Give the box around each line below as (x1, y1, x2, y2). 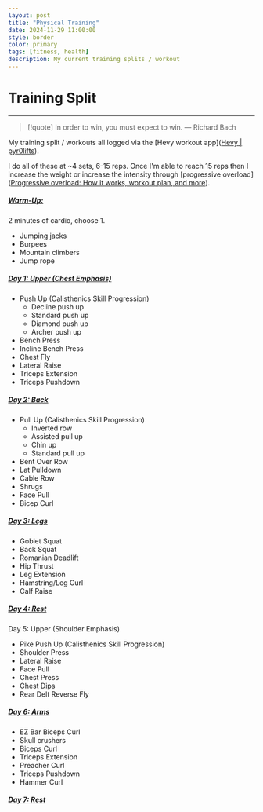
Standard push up (31, 310, 89, 320)
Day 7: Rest (8, 795, 46, 805)
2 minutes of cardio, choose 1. (8, 215, 106, 225)
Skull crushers (19, 735, 67, 744)
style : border (8, 33, 55, 42)
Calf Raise (19, 586, 53, 595)
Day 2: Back (8, 395, 49, 404)
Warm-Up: (8, 196, 44, 205)
